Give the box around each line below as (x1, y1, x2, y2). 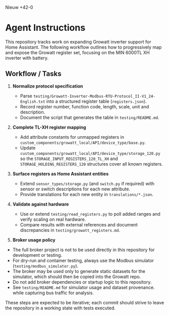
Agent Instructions (5, 22, 86, 33)
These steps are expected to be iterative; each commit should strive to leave (5, 299, 164, 305)
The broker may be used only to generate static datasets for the (12, 268, 145, 274)
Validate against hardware (12, 201, 69, 207)
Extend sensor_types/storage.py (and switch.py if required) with (20, 180, 155, 186)
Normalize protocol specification (12, 83, 83, 89)
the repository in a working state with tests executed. (5, 305, 116, 311)
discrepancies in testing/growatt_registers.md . (20, 227, 120, 233)
